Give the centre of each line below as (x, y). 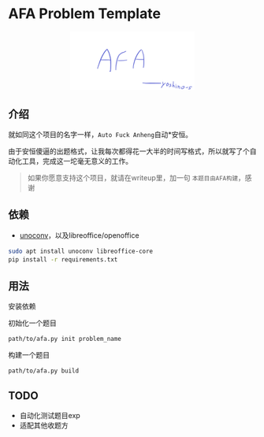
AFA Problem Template (85, 14)
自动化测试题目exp (50, 416)
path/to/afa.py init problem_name (65, 339)
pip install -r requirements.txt (63, 259)
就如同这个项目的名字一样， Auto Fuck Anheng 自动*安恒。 (100, 135)
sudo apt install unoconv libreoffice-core (81, 251)
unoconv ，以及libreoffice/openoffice (79, 235)
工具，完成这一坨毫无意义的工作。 (77, 161)
